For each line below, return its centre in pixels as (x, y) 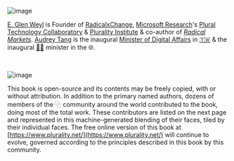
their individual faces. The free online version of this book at (94, 127)
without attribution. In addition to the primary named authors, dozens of (111, 96)
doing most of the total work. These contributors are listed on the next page (117, 112)
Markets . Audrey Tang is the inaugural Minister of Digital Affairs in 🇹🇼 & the (117, 39)
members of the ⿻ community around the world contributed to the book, (113, 104)
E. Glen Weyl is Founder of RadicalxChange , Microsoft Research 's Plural (111, 24)
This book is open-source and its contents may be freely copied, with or (112, 89)
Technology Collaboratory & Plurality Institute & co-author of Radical (106, 32)
